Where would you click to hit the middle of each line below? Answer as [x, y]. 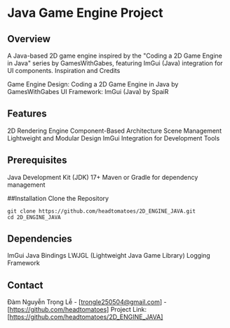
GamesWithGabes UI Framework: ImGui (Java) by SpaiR [88, 92]
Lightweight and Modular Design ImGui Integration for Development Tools [114, 138]
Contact [25, 285]
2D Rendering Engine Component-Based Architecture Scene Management [115, 131]
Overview [29, 39]
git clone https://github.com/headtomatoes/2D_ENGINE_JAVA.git [102, 211]
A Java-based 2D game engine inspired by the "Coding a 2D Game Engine [115, 55]
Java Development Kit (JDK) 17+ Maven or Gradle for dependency [103, 177]
